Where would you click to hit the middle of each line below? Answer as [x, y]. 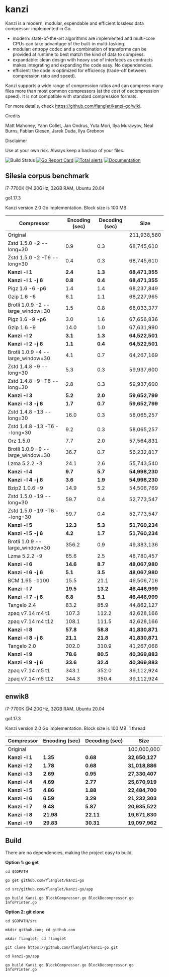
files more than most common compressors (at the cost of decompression [82, 91]
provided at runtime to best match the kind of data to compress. [78, 54]
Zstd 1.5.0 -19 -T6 [31, 511]
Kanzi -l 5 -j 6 [25, 533]
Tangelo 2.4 [22, 605]
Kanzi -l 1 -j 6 [25, 280]
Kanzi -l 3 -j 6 [25, 403]
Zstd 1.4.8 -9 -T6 [29, 381]
